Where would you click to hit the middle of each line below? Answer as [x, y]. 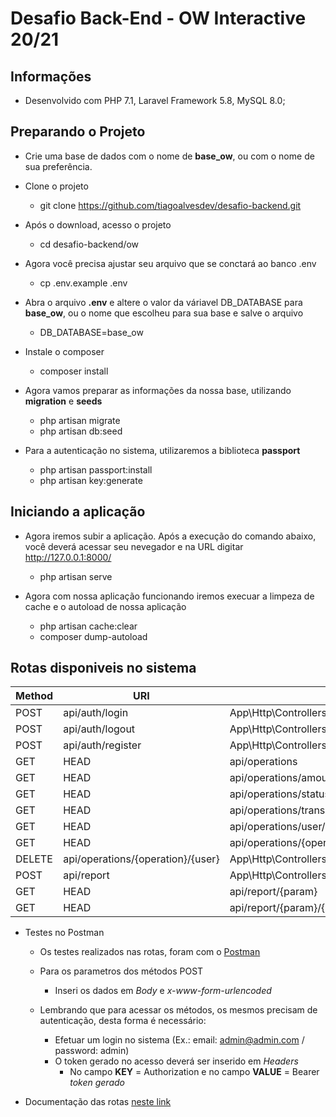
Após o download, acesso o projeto [98, 224]
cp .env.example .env [83, 283]
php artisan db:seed [81, 431]
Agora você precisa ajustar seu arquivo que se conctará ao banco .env [170, 263]
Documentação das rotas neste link [98, 1102]
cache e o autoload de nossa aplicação [105, 606]
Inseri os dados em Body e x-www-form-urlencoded [163, 991]
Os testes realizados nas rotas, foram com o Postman [150, 952]
